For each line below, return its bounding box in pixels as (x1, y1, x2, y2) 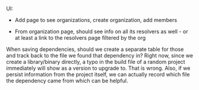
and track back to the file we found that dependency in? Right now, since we (6, 52, 193, 59)
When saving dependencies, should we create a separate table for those (6, 46, 184, 53)
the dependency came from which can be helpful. (6, 77, 128, 84)
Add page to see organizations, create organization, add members (14, 17, 177, 23)
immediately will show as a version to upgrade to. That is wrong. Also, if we (6, 65, 191, 72)
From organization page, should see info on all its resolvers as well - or (14, 28, 188, 35)
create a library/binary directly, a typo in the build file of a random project (6, 59, 185, 65)
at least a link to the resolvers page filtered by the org (14, 34, 146, 41)
